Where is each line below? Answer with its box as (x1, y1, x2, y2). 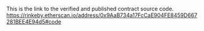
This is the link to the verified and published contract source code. (6, 5, 174, 12)
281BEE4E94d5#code (6, 18, 61, 25)
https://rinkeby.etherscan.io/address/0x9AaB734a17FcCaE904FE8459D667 (6, 12, 198, 19)
